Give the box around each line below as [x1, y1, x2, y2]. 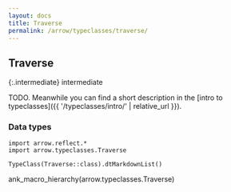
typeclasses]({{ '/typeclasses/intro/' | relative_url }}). [8, 102, 182, 111]
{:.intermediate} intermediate [8, 78, 104, 87]
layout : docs [8, 11, 52, 20]
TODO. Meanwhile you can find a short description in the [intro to [8, 93, 223, 102]
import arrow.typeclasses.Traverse [8, 146, 127, 154]
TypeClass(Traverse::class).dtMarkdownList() [8, 161, 162, 169]
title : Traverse [8, 19, 62, 27]
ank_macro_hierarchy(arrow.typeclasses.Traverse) [8, 174, 175, 184]
